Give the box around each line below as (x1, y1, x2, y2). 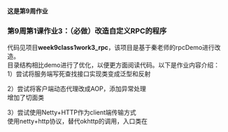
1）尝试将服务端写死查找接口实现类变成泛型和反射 (7, 70, 151, 78)
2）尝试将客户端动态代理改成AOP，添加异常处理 (7, 84, 147, 93)
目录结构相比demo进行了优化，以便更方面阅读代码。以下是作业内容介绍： (7, 61, 220, 70)
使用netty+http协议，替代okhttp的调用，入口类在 (7, 117, 148, 126)
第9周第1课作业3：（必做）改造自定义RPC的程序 (7, 26, 167, 36)
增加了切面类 (7, 93, 44, 102)
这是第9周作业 (7, 7, 49, 15)
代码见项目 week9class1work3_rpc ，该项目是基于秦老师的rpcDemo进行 (7, 44, 215, 52)
